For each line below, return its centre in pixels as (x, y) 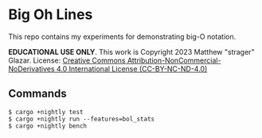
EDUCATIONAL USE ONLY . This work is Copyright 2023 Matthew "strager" (131, 52)
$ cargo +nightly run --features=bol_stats (82, 119)
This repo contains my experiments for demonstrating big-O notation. (122, 36)
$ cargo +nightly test (46, 112)
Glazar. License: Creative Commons (67, 60)
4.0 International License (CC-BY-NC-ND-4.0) (132, 68)
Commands (38, 94)
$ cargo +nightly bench (48, 126)
